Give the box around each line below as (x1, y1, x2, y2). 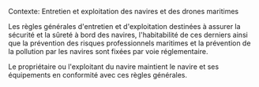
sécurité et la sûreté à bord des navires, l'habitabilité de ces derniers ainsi (8, 31, 249, 39)
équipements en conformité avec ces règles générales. (8, 71, 188, 79)
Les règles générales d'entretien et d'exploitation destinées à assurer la (8, 22, 241, 31)
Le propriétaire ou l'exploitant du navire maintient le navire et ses (8, 62, 220, 71)
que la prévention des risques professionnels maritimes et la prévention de (8, 38, 251, 48)
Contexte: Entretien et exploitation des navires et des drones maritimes (8, 7, 239, 16)
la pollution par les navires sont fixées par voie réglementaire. (8, 47, 208, 56)
